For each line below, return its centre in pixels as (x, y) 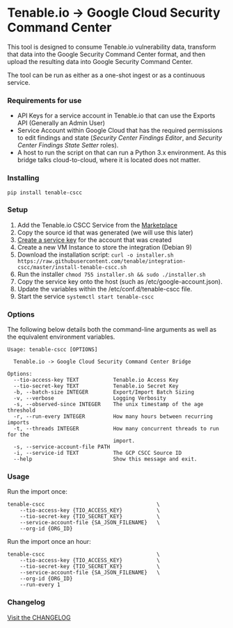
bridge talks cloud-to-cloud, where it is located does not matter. (109, 160)
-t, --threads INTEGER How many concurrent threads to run (116, 429)
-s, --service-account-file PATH (62, 447)
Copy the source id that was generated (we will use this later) (105, 232)
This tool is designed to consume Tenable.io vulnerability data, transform (112, 47)
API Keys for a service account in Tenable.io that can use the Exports (116, 115)
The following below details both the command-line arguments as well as (112, 330)
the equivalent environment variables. (61, 337)
